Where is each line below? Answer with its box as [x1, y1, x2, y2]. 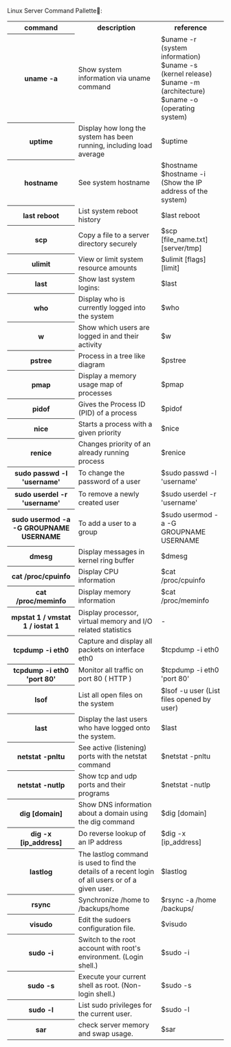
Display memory [78, 587, 131, 596]
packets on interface [78, 645, 145, 654]
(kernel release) [160, 69, 212, 79]
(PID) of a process [78, 408, 137, 418]
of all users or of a [78, 875, 137, 885]
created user [78, 498, 120, 507]
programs [78, 788, 110, 798]
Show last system [78, 274, 135, 284]
